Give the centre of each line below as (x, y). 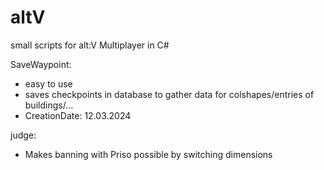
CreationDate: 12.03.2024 (78, 115)
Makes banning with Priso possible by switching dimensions (148, 154)
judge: (23, 135)
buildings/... (49, 105)
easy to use (48, 83)
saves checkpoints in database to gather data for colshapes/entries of (169, 94)
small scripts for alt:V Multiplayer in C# (90, 45)
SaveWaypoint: (41, 64)
